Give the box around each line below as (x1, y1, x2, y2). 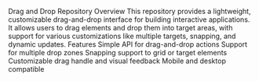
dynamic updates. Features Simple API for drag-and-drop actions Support (8, 40, 248, 49)
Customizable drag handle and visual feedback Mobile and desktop (8, 56, 226, 65)
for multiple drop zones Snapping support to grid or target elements (8, 48, 228, 57)
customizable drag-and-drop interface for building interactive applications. (8, 15, 250, 24)
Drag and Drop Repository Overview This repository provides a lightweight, (8, 7, 251, 16)
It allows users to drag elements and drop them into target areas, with (8, 23, 233, 32)
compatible (8, 65, 45, 73)
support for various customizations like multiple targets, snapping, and (8, 31, 236, 40)
